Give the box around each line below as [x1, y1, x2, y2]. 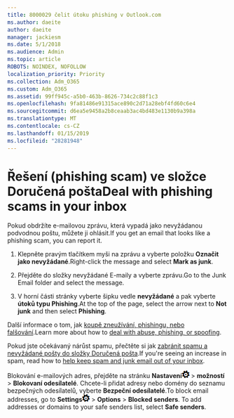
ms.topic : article [7, 56, 61, 63]
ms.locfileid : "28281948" [7, 137, 83, 144]
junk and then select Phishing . [17, 307, 107, 315]
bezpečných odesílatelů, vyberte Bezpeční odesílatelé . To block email [7, 386, 209, 395]
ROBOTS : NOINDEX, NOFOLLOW [7, 63, 86, 70]
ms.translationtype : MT [7, 115, 77, 122]
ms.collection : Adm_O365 [7, 78, 80, 85]
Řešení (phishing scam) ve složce [7, 169, 207, 184]
